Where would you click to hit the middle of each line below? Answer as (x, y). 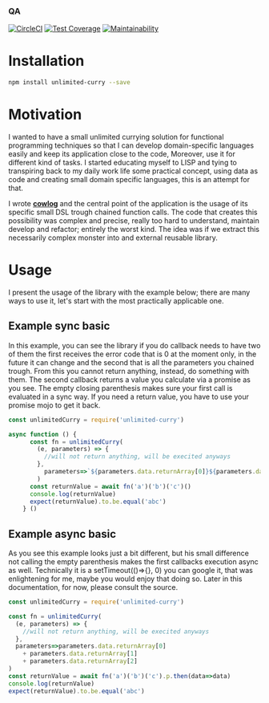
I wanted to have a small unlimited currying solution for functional (116, 137)
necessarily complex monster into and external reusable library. (113, 238)
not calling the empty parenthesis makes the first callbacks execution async (133, 562)
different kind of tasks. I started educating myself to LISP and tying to (123, 163)
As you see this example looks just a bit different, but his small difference (129, 553)
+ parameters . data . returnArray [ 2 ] (80, 661)
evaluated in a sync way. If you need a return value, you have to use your (129, 396)
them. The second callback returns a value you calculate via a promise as (129, 380)
